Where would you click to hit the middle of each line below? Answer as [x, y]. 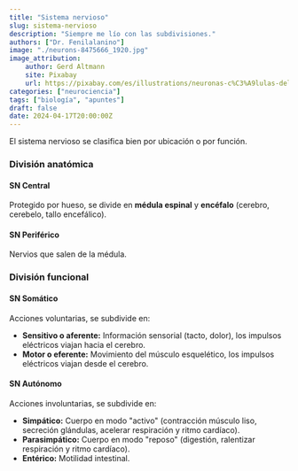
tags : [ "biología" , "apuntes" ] [67, 100]
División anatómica [51, 165]
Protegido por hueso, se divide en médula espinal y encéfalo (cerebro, [140, 205]
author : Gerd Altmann [65, 67]
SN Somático [34, 298]
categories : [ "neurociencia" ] [65, 91]
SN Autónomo [35, 384]
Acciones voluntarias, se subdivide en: [80, 318]
